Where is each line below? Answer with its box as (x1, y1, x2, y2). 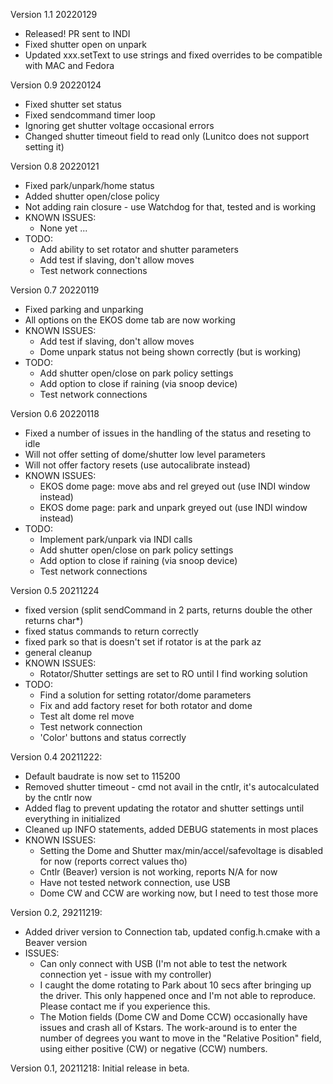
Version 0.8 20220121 (10, 160, 100, 172)
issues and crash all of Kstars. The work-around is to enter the (39, 1022, 298, 1033)
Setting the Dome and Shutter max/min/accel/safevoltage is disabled (39, 845, 324, 856)
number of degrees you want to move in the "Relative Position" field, (39, 1032, 322, 1044)
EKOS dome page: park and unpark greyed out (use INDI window (39, 502, 308, 513)
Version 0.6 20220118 (10, 408, 100, 419)
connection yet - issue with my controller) (39, 969, 212, 980)
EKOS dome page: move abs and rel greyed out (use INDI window (39, 480, 311, 492)
